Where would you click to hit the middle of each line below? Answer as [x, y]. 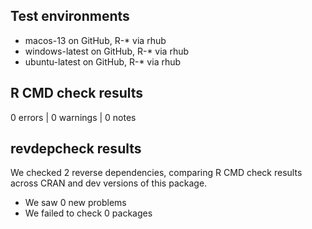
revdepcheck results [76, 149]
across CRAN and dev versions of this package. [109, 183]
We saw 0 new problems [75, 203]
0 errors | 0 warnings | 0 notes [73, 117]
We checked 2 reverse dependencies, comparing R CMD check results [156, 173]
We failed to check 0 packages [88, 213]
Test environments [70, 16]
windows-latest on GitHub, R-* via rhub [107, 51]
